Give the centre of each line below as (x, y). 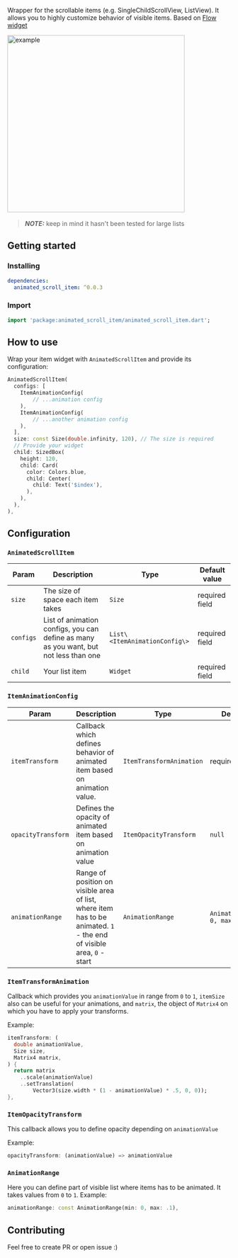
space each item (71, 600)
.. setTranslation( (47, 1084)
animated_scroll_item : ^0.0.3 (58, 287)
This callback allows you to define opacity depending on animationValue (113, 1129)
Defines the (95, 808)
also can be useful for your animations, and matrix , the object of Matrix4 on (118, 1004)
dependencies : (28, 280)
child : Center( (49, 478)
